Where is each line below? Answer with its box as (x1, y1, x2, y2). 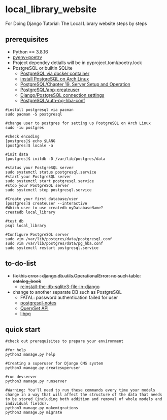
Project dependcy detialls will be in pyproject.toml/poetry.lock (12, 60, 142, 66)
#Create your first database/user (5, 196, 79, 202)
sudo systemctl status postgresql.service (5, 170, 96, 175)
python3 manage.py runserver (5, 379, 67, 384)
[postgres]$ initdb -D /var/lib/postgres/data (5, 156, 106, 161)
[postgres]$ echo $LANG (5, 138, 56, 144)
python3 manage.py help (5, 352, 56, 357)
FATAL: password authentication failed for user (20, 294, 118, 300)
